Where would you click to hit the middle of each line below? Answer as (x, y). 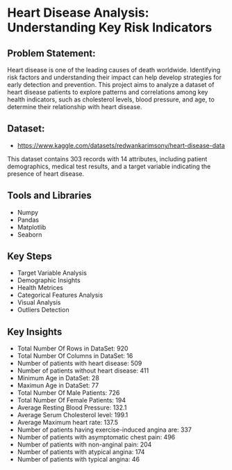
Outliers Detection (43, 310)
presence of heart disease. (46, 173)
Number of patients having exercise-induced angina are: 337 (105, 430)
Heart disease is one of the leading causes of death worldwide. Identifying (114, 70)
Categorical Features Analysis (60, 295)
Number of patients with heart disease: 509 (80, 364)
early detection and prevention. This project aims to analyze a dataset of (111, 84)
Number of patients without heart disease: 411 (83, 371)
